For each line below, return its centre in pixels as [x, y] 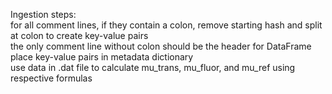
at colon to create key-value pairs [79, 35]
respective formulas [51, 78]
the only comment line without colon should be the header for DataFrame [161, 46]
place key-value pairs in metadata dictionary [102, 57]
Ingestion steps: [43, 14]
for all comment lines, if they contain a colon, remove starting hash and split [166, 25]
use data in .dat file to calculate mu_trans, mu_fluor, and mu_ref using [153, 67]
